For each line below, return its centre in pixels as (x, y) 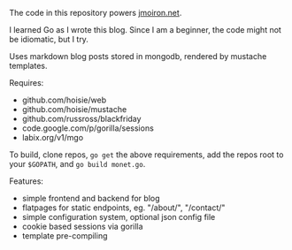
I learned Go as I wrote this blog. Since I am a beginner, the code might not (145, 30)
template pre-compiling (65, 236)
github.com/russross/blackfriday (81, 119)
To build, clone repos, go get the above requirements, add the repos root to (146, 155)
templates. (28, 66)
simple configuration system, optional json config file (119, 217)
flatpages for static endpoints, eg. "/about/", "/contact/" (123, 208)
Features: (27, 181)
